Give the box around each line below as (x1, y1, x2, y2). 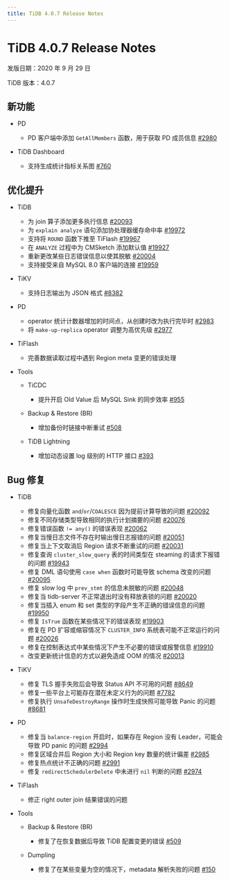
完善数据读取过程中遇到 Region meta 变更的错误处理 (27, 354, 177, 362)
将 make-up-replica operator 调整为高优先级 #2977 (27, 326, 173, 334)
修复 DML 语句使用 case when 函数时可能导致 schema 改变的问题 (27, 567, 211, 576)
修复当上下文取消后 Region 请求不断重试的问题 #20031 (27, 542, 184, 549)
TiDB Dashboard (17, 148, 64, 156)
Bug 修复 (7, 474, 46, 486)
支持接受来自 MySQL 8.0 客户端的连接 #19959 (27, 261, 159, 269)
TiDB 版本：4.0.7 (7, 78, 55, 87)
